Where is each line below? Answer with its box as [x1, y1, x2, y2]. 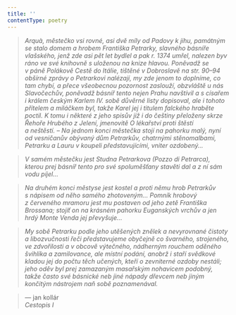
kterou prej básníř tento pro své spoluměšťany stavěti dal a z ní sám [24, 162, 223, 171]
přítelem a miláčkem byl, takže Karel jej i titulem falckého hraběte [24, 104, 215, 112]
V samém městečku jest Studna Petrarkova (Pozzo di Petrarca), [24, 154, 211, 163]
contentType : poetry [7, 17, 68, 24]
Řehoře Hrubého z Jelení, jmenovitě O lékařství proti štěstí [24, 118, 194, 127]
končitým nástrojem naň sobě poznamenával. [24, 279, 159, 288]
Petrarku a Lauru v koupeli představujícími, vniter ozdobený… [24, 141, 204, 149]
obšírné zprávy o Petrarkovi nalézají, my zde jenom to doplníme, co [24, 73, 221, 82]
